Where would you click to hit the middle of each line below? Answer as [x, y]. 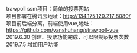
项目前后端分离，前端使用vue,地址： [50, 23]
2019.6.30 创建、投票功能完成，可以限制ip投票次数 [68, 37]
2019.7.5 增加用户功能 [32, 44]
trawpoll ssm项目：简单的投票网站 [48, 9]
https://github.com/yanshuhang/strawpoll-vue [62, 30]
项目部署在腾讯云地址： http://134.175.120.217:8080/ [68, 16]
